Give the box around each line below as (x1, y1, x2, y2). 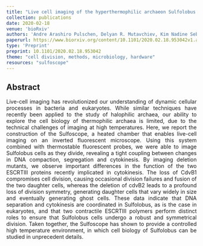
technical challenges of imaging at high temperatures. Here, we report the (6, 124, 197, 131)
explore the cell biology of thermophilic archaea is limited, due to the (6, 118, 197, 125)
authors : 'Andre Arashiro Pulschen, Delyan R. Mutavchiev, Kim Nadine (6, 32, 188, 38)
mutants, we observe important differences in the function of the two (6, 162, 197, 170)
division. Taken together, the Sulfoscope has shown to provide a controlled (6, 221, 197, 228)
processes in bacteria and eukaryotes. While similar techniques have (6, 104, 197, 112)
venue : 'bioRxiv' (6, 25, 50, 32)
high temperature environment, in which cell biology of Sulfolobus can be (6, 227, 197, 234)
